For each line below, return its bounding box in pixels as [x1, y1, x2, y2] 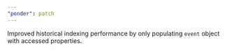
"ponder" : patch [7, 10, 54, 17]
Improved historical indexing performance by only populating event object [7, 29, 220, 37]
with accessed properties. [7, 36, 82, 45]
